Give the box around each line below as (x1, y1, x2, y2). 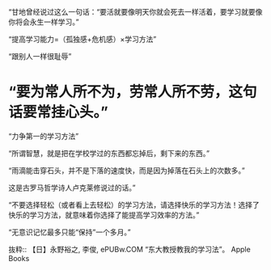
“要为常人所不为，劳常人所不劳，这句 (8, 83, 257, 101)
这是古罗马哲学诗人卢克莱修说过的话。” (8, 183, 136, 192)
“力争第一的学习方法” (8, 131, 79, 141)
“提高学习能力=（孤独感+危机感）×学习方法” (8, 35, 157, 44)
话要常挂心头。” (8, 103, 108, 121)
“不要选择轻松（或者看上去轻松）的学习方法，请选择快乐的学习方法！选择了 (8, 200, 260, 209)
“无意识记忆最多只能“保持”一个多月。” (8, 227, 131, 237)
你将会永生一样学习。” (8, 17, 79, 27)
